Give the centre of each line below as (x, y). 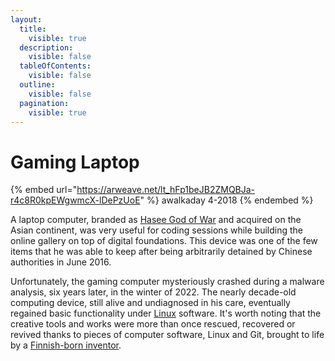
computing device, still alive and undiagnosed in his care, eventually (150, 303)
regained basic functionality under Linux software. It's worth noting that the (166, 313)
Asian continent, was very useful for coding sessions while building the (156, 230)
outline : (37, 85)
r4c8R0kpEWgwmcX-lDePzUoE (75, 200)
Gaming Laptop (75, 162)
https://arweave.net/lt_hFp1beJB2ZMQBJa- (166, 190)
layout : (26, 19)
